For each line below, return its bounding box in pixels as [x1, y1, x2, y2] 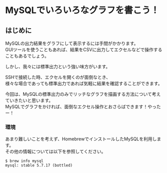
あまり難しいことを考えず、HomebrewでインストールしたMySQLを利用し [5, 136, 157, 142]
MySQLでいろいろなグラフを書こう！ [5, 5, 159, 16]
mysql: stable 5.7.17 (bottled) [5, 163, 73, 168]
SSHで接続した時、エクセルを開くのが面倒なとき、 [5, 74, 111, 80]
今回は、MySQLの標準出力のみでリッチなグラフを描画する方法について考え [5, 91, 161, 97]
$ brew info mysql [5, 158, 44, 163]
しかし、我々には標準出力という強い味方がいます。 [5, 64, 110, 69]
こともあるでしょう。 [5, 53, 49, 59]
